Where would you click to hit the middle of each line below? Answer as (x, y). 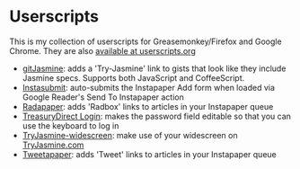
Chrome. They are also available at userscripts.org (102, 50)
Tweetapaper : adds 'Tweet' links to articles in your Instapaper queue (149, 154)
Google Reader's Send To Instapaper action (103, 97)
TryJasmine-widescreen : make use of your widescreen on (130, 135)
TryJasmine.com (53, 145)
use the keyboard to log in (71, 125)
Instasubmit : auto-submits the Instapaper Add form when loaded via (149, 87)
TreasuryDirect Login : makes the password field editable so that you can (157, 116)
